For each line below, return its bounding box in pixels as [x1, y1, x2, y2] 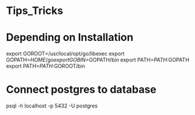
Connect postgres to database [6, 83, 156, 96]
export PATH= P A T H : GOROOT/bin [6, 62, 86, 69]
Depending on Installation [6, 31, 134, 44]
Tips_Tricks [6, 4, 63, 18]
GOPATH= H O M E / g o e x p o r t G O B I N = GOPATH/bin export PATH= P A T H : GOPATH [6, 57, 190, 64]
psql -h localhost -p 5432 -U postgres [6, 102, 98, 109]
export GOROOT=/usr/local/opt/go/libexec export [6, 50, 124, 57]
